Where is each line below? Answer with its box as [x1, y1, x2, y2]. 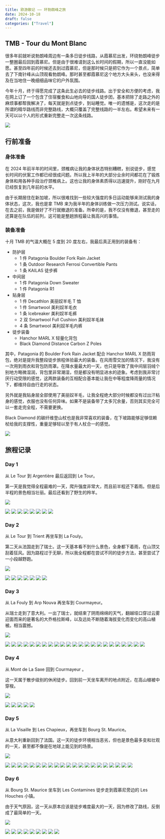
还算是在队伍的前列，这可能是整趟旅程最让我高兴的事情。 [5, 213, 121, 219]
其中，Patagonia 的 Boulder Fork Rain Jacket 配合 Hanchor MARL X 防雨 [5, 351, 151, 357]
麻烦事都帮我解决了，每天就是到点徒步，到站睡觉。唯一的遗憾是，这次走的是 [5, 100, 160, 106]
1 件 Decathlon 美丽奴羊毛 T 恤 [19, 298, 82, 304]
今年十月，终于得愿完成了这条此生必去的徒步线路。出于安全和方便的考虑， [5, 88, 156, 94]
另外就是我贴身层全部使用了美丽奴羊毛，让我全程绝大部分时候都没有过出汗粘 [5, 392, 160, 398]
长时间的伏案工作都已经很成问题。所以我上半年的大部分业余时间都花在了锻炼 [5, 172, 160, 178]
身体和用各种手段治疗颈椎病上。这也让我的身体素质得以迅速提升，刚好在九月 [5, 178, 160, 184]
